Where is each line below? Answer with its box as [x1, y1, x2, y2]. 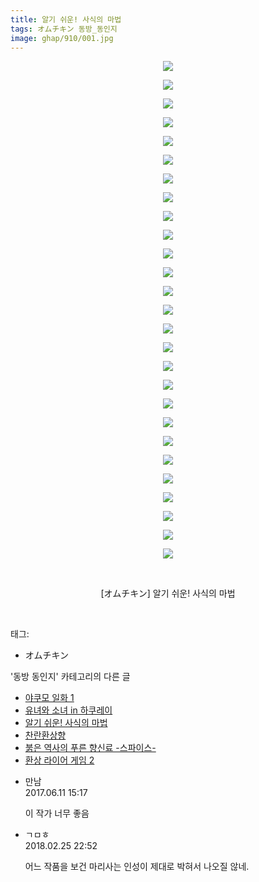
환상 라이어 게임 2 [24, 754, 95, 766]
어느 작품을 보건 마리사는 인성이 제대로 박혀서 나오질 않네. [24, 861, 250, 873]
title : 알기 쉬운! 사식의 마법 [10, 14, 122, 25]
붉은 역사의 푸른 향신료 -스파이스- [24, 742, 157, 754]
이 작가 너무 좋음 [24, 807, 90, 820]
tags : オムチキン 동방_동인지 [10, 24, 118, 34]
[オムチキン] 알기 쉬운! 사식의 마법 [100, 587, 236, 600]
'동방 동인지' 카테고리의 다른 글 [10, 671, 131, 683]
